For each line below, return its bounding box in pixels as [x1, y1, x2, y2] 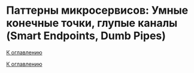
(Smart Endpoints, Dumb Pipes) [6, 29, 166, 42]
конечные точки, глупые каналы [6, 16, 178, 30]
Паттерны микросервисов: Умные [6, 4, 189, 17]
